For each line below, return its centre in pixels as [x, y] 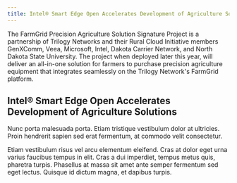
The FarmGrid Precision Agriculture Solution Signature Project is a [103, 34]
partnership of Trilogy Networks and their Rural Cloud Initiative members [113, 41]
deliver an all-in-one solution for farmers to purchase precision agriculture [115, 63]
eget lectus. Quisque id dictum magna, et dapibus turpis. [90, 172]
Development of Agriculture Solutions [92, 112]
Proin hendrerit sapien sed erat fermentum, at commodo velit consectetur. [115, 136]
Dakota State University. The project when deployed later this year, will [110, 56]
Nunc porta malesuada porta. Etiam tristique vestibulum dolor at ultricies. [114, 129]
